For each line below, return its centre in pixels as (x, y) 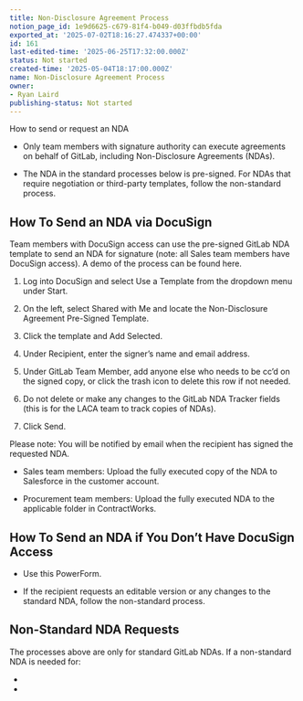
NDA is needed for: (45, 661)
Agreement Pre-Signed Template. (85, 319)
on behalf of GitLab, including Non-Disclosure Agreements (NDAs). (149, 156)
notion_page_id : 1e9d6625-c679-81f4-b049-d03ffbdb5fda (116, 27)
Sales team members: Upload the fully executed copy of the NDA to (150, 472)
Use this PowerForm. (62, 574)
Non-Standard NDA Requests (94, 630)
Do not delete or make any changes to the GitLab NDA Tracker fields (151, 399)
